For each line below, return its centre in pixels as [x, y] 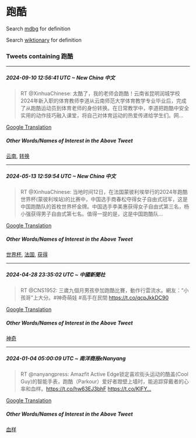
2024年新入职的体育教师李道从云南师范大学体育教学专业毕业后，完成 [103, 101]
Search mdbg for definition [38, 28]
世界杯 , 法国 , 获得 [27, 255]
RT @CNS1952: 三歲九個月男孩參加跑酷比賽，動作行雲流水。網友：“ [102, 290]
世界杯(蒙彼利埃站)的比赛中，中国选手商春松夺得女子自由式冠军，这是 [104, 199]
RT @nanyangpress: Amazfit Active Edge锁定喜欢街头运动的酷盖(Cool [104, 374]
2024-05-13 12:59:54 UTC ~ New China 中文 [61, 176]
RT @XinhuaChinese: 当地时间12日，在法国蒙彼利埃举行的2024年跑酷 [104, 192]
